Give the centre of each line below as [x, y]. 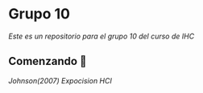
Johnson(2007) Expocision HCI [60, 80]
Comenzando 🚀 [48, 61]
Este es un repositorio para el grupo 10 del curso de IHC [101, 36]
